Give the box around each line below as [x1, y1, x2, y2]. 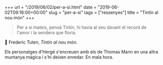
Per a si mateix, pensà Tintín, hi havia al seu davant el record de [16, 24, 147, 30]
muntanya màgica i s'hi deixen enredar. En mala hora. [4, 54, 114, 60]
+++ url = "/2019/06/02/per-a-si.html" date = [4, 4, 97, 10]
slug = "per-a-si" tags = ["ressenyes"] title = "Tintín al [48, 9, 159, 15]
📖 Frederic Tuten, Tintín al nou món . [4, 39, 78, 45]
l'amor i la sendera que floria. [16, 30, 77, 35]
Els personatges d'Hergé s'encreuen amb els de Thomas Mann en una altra [4, 49, 159, 55]
